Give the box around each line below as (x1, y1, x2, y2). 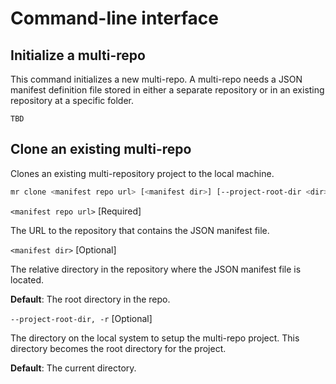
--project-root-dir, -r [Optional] (10, 312, 153, 324)
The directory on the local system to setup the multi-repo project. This (10, 332, 300, 344)
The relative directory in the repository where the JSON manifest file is (10, 263, 302, 275)
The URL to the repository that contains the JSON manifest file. (10, 224, 270, 236)
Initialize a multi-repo (10, 47, 146, 64)
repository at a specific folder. (10, 95, 134, 106)
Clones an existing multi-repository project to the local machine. (10, 167, 275, 179)
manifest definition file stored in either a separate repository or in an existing (10, 84, 325, 96)
